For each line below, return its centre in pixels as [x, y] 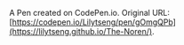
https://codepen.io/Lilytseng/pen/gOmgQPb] [94, 22]
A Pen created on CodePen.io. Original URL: [90, 13]
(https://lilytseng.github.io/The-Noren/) [81, 31]
